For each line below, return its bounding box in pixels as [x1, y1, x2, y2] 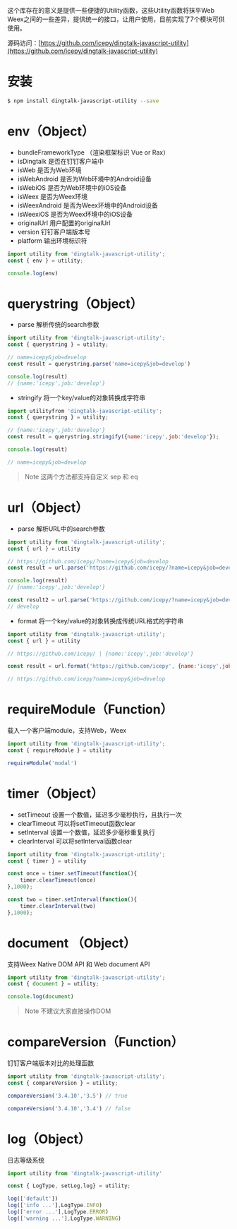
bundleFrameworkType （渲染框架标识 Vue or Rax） [17, 148, 169, 157]
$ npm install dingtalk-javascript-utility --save [7, 97, 159, 104]
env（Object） [7, 124, 95, 139]
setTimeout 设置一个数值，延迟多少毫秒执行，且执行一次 [17, 810, 182, 819]
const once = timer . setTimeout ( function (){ [7, 870, 138, 877]
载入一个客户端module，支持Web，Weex [7, 726, 127, 735]
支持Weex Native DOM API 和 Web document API [7, 959, 150, 969]
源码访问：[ [7, 39, 41, 47]
